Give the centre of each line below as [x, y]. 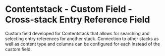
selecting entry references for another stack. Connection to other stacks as [82, 39]
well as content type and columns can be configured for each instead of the [82, 44]
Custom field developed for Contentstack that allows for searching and [77, 33]
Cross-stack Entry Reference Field [78, 20]
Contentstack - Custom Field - [69, 9]
